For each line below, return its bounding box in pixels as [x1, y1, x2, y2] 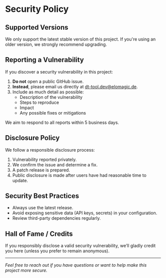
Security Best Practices [5, 192, 80, 200]
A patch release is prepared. [12, 167, 70, 173]
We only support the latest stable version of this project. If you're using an [5, 36, 156, 42]
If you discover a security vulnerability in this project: [5, 69, 113, 75]
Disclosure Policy [5, 134, 60, 142]
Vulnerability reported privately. [12, 157, 77, 162]
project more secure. [5, 268, 48, 274]
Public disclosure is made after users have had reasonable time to [12, 172, 147, 178]
